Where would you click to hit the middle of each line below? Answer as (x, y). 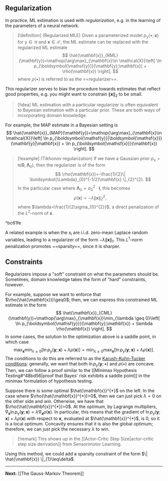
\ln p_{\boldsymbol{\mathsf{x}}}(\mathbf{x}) (111, 143)
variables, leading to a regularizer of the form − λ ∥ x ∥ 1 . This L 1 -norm (74, 240)
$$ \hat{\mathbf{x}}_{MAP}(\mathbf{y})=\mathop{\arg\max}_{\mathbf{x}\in (84, 133)
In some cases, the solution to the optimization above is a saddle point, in (80, 336)
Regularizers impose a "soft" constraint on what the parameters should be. (82, 274)
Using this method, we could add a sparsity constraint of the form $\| (76, 454)
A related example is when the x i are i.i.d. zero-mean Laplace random (76, 233)
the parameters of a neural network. (42, 25)
